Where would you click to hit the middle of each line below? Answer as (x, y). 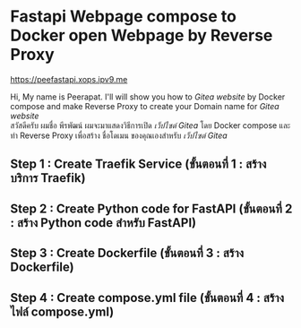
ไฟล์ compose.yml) (62, 311)
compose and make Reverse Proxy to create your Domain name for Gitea (145, 106)
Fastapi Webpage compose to (123, 17)
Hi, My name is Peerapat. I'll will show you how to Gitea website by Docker (148, 97)
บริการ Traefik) (48, 178)
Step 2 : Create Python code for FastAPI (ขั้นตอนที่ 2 (151, 208)
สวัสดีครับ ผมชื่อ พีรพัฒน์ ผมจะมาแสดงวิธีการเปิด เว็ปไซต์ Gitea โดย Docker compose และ (150, 125)
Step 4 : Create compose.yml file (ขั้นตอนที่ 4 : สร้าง (147, 298)
